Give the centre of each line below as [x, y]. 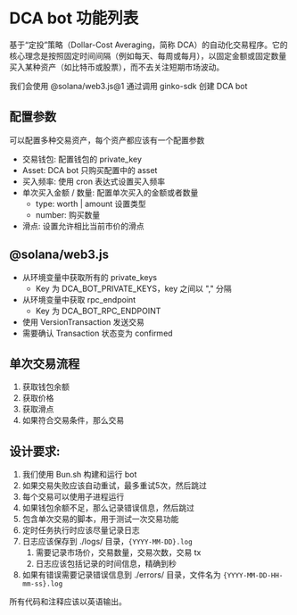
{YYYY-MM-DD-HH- [253, 576]
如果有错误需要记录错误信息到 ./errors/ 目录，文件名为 [121, 575]
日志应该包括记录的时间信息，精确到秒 [106, 564]
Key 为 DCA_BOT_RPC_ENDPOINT [98, 311]
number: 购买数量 [68, 214]
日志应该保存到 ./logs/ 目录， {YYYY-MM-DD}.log [107, 542]
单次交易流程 [45, 364]
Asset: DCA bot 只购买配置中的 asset [90, 170]
